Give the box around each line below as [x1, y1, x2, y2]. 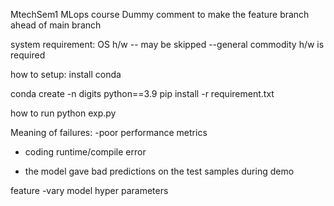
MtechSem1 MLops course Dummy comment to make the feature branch [10, 9, 310, 20]
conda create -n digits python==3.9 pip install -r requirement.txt [10, 88, 275, 99]
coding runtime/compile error [24, 146, 147, 158]
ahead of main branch [10, 19, 102, 31]
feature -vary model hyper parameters [10, 185, 169, 196]
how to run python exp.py [10, 107, 117, 119]
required [10, 49, 46, 61]
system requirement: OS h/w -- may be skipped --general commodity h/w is [10, 39, 325, 50]
